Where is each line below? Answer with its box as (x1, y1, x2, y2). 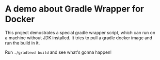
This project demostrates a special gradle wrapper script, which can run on (5, 30, 156, 35)
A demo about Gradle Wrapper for (5, 3, 144, 15)
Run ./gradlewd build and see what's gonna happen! (5, 49, 112, 55)
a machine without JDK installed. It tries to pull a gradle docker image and (5, 35, 153, 41)
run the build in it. (5, 40, 40, 45)
